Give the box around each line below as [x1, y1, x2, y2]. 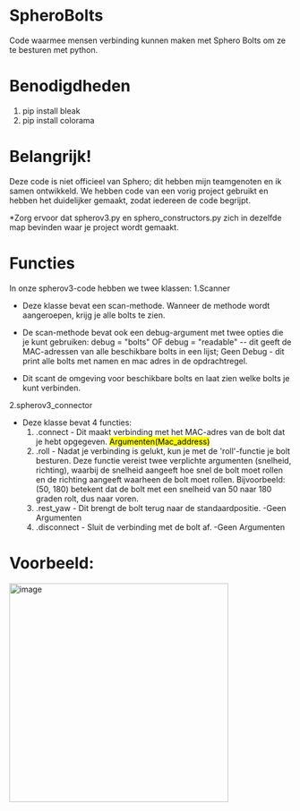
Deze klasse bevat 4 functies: [21, 417, 133, 428]
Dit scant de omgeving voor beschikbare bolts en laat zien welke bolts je [21, 372, 290, 383]
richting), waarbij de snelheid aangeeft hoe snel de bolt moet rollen [35, 465, 284, 475]
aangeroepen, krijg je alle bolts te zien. [21, 310, 166, 320]
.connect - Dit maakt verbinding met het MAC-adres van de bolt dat [35, 426, 286, 437]
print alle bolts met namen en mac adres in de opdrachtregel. [21, 355, 248, 366]
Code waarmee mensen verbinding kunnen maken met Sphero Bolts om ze [9, 35, 287, 46]
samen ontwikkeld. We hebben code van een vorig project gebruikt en [9, 185, 269, 196]
